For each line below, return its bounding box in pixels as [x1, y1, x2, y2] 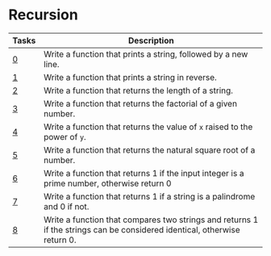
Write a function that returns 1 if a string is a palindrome [44, 191, 256, 202]
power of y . [44, 131, 86, 142]
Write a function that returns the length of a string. [44, 85, 234, 96]
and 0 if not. [44, 200, 90, 212]
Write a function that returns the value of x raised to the [44, 121, 253, 132]
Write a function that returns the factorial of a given [44, 98, 238, 109]
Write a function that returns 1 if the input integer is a [44, 167, 244, 178]
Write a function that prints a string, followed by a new [44, 48, 248, 60]
